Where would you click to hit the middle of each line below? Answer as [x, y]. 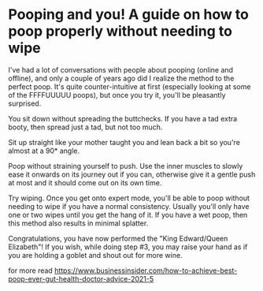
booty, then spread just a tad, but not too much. [85, 127]
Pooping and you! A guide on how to [129, 15]
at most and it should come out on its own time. [85, 182]
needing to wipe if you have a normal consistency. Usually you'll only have [129, 206]
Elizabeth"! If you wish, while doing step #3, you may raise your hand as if [128, 247]
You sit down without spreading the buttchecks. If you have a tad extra [123, 118]
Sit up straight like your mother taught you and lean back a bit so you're [124, 142]
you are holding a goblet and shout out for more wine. [95, 255]
